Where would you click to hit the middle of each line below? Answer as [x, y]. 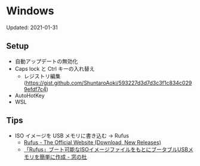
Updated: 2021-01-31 [32, 27]
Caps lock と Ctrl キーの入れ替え [55, 68]
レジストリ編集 [42, 76]
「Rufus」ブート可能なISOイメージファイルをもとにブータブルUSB [106, 149]
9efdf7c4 [35, 89]
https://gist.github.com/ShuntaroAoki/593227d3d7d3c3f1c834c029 [109, 83]
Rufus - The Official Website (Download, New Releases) [92, 142]
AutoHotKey [30, 95]
